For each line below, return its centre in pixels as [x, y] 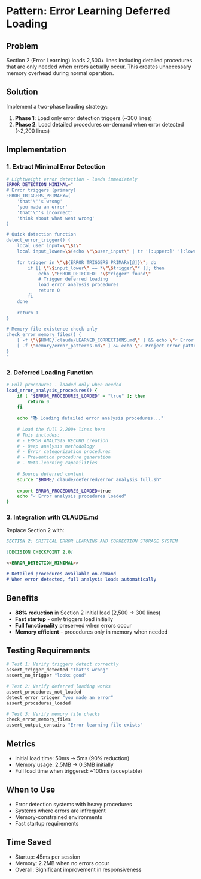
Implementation [36, 150]
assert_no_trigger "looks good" [46, 676]
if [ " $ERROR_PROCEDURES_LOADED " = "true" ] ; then [81, 396]
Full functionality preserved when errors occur [73, 625]
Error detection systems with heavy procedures [74, 804]
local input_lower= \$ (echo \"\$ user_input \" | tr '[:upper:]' [96, 251]
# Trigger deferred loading [73, 279]
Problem [22, 46]
